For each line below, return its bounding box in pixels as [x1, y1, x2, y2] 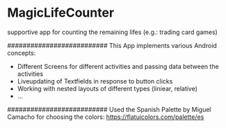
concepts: [7, 49, 36, 57]
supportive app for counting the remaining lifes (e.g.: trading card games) [7, 28, 218, 36]
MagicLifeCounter [7, 5, 115, 21]
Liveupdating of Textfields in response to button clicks [17, 77, 173, 85]
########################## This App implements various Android [7, 41, 217, 49]
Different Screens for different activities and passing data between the [17, 62, 219, 70]
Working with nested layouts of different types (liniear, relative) [17, 84, 198, 93]
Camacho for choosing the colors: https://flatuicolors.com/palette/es [7, 113, 204, 121]
